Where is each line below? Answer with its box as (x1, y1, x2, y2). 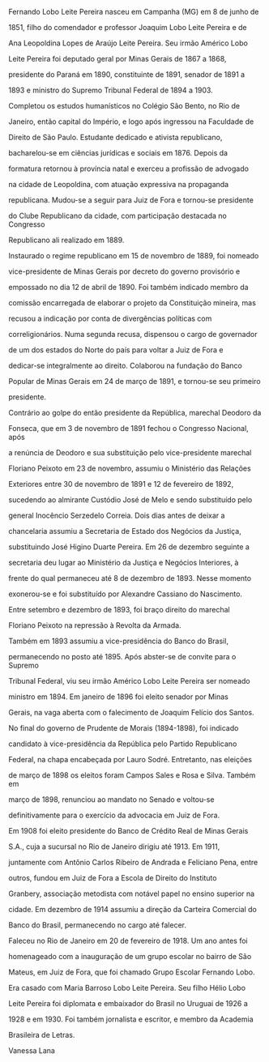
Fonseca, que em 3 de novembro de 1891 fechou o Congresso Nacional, (8, 424, 249, 433)
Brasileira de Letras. (8, 1030, 75, 1039)
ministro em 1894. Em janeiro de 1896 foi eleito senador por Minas (8, 692, 228, 702)
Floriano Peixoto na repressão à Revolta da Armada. (8, 621, 181, 630)
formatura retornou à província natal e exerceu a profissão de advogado (8, 164, 250, 173)
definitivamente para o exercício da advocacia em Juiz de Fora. (8, 810, 220, 820)
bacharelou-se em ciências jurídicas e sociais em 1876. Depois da (8, 148, 228, 157)
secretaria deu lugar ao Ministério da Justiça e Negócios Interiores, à (8, 558, 239, 567)
